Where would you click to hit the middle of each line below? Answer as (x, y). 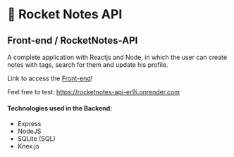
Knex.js (28, 146)
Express (29, 124)
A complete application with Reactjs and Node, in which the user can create (117, 57)
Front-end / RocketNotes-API (73, 40)
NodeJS (29, 131)
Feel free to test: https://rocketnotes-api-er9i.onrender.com (94, 92)
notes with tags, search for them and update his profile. (88, 65)
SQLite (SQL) (37, 139)
